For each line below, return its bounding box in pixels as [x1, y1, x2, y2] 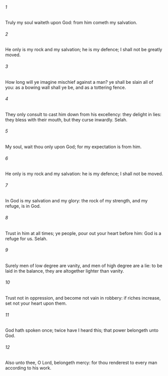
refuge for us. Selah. [5, 235, 48, 241]
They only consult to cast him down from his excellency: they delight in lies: [5, 111, 161, 117]
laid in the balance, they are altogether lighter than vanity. [5, 268, 124, 274]
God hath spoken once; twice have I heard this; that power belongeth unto [5, 327, 159, 333]
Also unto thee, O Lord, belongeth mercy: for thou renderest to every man [5, 359, 157, 366]
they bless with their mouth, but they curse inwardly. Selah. [5, 116, 128, 122]
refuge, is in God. [5, 203, 41, 209]
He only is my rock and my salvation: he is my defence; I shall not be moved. [5, 171, 163, 177]
